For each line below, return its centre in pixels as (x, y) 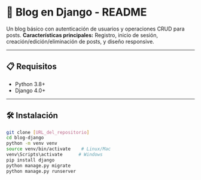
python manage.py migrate (38, 166)
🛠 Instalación (32, 116)
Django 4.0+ (30, 90)
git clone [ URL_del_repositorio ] (48, 132)
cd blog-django (25, 138)
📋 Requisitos (31, 67)
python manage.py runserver (41, 171)
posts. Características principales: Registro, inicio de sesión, (82, 35)
